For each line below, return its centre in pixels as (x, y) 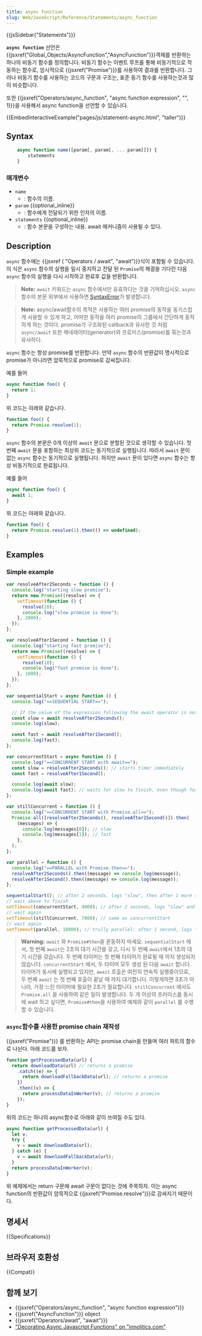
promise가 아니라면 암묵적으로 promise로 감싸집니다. (69, 360)
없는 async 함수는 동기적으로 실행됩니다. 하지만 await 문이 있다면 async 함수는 (98, 458)
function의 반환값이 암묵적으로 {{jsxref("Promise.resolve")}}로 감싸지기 (91, 1194)
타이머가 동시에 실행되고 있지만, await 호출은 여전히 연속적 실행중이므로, (106, 972)
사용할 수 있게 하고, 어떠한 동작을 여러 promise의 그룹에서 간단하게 (106, 317)
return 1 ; (24, 390)
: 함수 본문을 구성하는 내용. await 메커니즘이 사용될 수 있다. (93, 226)
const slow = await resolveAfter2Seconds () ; (68, 718)
